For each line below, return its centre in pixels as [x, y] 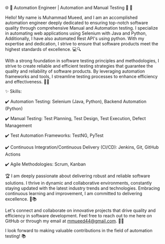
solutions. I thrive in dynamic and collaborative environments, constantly [79, 183]
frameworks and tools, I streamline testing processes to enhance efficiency [82, 76]
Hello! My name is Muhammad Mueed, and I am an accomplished [71, 18]
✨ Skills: [14, 91]
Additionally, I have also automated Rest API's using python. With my [75, 39]
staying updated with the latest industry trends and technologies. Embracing [82, 188]
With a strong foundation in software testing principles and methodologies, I [82, 61]
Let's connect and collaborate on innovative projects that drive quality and [81, 210]
